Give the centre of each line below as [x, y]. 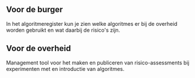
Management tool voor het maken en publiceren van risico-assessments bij [98, 62]
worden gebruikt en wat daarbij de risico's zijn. [63, 30]
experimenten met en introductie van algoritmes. [65, 69]
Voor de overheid [39, 48]
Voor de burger [35, 10]
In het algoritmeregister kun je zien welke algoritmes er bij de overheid [92, 23]
